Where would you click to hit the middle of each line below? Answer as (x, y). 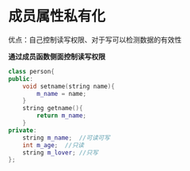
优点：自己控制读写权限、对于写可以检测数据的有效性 (95, 40)
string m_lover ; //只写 (61, 152)
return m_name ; (62, 116)
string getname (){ (53, 108)
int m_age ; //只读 (53, 145)
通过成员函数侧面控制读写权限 (57, 56)
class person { (32, 71)
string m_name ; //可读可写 (66, 138)
